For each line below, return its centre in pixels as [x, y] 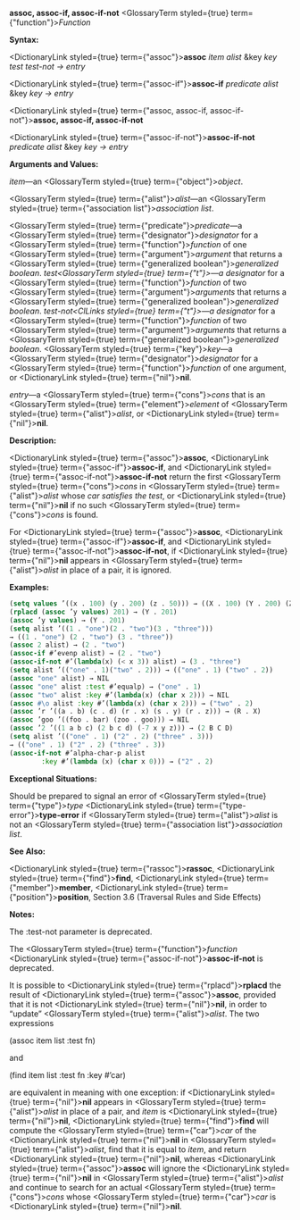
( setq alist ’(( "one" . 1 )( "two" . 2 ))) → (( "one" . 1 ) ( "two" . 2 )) [142, 670]
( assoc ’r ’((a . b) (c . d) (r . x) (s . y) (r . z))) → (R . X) [135, 712]
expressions [32, 1023]
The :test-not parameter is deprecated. [81, 932]
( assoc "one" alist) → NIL [59, 678]
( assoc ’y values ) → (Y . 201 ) [67, 620]
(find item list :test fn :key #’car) [68, 1074]
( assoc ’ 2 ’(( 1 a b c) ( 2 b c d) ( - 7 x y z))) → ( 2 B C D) [121, 728]
